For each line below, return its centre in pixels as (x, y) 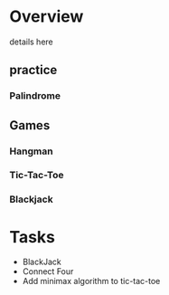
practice (33, 70)
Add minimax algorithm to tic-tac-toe (91, 281)
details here (31, 42)
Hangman (31, 151)
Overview (47, 17)
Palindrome (35, 96)
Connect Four (48, 271)
